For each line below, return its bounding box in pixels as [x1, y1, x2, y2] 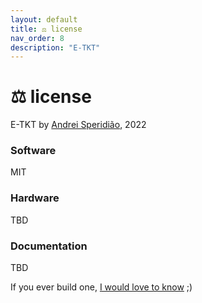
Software [10, 144, 57, 158]
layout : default [10, 14, 78, 25]
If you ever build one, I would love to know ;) [10, 281, 193, 293]
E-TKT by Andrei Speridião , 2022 [10, 119, 147, 131]
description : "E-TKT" [10, 42, 101, 53]
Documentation [10, 239, 88, 253]
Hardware [10, 191, 60, 205]
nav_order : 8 [10, 33, 65, 43]
